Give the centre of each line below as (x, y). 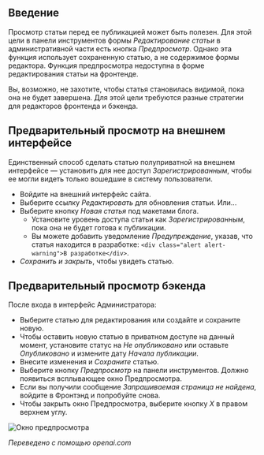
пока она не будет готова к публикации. (99, 227)
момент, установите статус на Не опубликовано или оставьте (124, 345)
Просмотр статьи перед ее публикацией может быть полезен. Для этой (130, 32)
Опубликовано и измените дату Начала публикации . (109, 353)
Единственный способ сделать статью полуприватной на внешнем (122, 162)
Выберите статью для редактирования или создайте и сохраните (130, 320)
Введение (34, 13)
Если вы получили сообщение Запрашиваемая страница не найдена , (138, 387)
